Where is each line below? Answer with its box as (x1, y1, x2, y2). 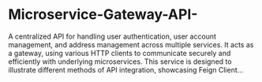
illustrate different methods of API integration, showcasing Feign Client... (8, 65, 244, 74)
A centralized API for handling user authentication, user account (8, 32, 217, 41)
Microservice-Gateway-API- (8, 6, 198, 24)
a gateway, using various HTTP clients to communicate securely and (8, 48, 231, 58)
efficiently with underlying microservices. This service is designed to (8, 57, 232, 66)
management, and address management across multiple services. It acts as (8, 39, 254, 49)
